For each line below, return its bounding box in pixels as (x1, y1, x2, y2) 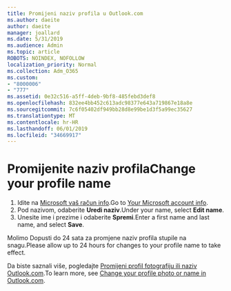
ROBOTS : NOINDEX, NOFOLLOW (7, 55, 85, 62)
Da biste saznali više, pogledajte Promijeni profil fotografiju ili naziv (7, 262, 198, 270)
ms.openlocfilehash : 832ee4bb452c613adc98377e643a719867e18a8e (7, 100, 193, 107)
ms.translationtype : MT (7, 112, 76, 119)
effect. (7, 248, 26, 257)
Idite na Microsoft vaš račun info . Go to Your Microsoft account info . (17, 199, 209, 207)
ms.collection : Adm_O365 (7, 67, 79, 74)
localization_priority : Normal (7, 61, 97, 68)
